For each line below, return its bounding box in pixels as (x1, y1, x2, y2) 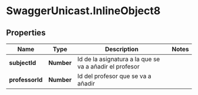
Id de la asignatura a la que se (77, 55, 160, 63)
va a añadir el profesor (77, 63, 140, 70)
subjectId (9, 59, 37, 67)
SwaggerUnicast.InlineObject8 (6, 4, 161, 18)
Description (105, 45, 138, 53)
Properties (6, 28, 46, 38)
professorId (9, 76, 43, 84)
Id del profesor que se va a (77, 72, 151, 80)
